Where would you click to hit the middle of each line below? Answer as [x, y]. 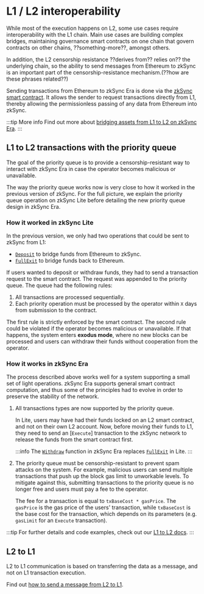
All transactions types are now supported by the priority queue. [95, 408]
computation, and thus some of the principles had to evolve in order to [95, 390]
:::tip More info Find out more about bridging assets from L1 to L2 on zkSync [101, 122]
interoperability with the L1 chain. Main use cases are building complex [95, 34]
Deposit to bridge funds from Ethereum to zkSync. [78, 254]
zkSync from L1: [26, 242]
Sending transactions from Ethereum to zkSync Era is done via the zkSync [100, 90]
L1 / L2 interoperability [64, 11]
